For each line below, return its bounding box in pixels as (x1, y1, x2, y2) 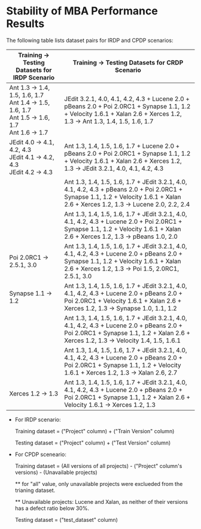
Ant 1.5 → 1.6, (9, 113, 50, 121)
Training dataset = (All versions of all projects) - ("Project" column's (14, 462, 182, 469)
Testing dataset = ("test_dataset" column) (14, 516, 118, 523)
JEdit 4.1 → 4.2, (9, 153, 55, 161)
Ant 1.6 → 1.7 (9, 128, 48, 136)
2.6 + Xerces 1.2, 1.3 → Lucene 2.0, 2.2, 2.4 (64, 200, 190, 208)
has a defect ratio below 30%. (14, 504, 90, 512)
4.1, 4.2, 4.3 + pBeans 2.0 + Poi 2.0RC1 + (64, 185, 183, 193)
